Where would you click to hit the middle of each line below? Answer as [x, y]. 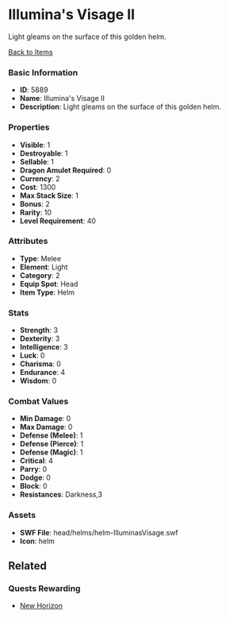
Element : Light [44, 267]
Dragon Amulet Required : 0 [65, 170]
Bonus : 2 [34, 203]
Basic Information [43, 72]
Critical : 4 [36, 461]
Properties [29, 127]
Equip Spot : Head [49, 284]
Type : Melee [40, 258]
